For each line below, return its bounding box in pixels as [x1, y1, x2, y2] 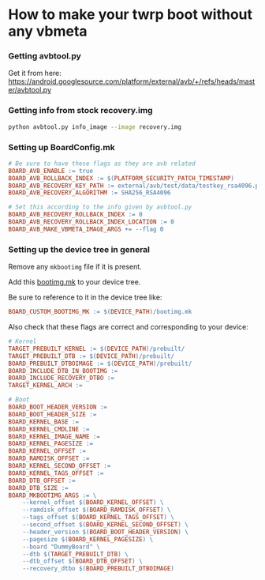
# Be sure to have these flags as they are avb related [8, 160, 196, 168]
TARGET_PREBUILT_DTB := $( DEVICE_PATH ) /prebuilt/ [8, 352, 175, 360]
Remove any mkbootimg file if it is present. [8, 262, 142, 272]
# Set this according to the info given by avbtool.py [8, 203, 192, 211]
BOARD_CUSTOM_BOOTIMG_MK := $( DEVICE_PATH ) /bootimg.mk [8, 308, 192, 316]
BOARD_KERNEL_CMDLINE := [8, 425, 90, 433]
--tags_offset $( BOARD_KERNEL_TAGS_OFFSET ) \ [22, 514, 175, 522]
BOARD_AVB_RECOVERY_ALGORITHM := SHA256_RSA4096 [8, 189, 171, 197]
